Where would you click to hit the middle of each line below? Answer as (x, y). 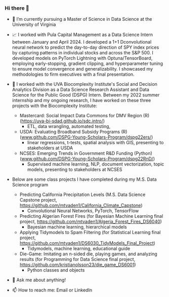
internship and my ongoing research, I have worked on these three (81, 101)
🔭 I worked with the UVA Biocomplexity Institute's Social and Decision (85, 84)
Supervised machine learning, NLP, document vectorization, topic (96, 164)
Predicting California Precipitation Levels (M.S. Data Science (82, 194)
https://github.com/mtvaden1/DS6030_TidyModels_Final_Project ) (87, 243)
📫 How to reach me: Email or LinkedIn (52, 290)
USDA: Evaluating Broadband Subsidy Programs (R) (73, 132)
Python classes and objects (56, 270)
